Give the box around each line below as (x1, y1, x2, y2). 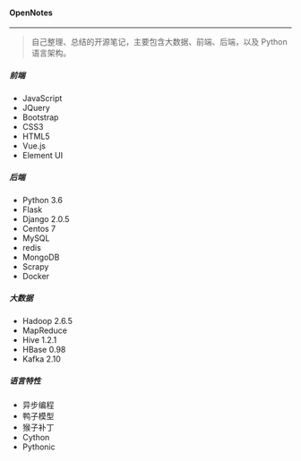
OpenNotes (9, 7, 54, 18)
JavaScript (21, 93, 63, 104)
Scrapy (21, 261, 49, 272)
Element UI (21, 150, 64, 161)
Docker (21, 271, 50, 282)
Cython (21, 432, 50, 443)
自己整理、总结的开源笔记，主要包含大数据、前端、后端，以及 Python (30, 37, 288, 47)
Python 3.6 (21, 195, 63, 206)
